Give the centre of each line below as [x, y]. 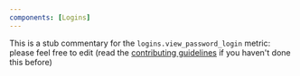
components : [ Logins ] [50, 17]
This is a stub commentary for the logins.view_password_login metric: [140, 43]
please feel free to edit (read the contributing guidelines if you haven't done [150, 52]
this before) [31, 62]
